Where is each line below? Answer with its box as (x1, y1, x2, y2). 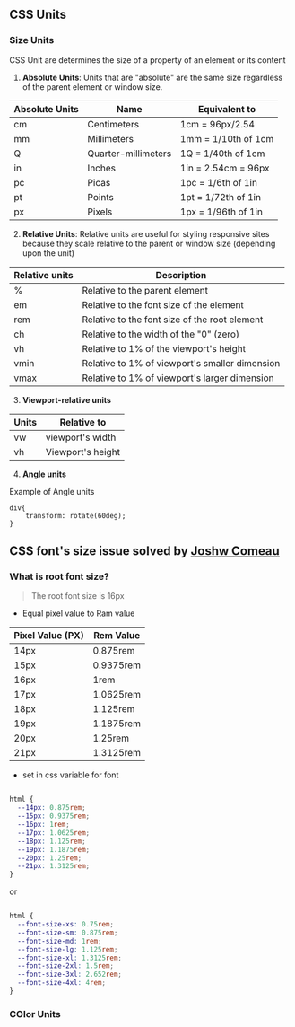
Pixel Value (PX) (13, 629, 84, 642)
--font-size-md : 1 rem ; (17, 936, 102, 945)
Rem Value (93, 629, 141, 642)
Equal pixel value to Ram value (22, 608, 135, 619)
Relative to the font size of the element (82, 298, 244, 311)
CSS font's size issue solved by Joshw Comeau (9, 543, 280, 559)
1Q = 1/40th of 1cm (179, 147, 265, 160)
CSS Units (9, 7, 67, 22)
